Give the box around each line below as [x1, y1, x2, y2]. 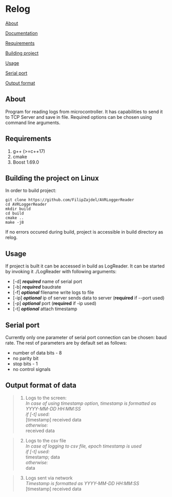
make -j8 [5, 220, 24, 225]
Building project [5, 50, 39, 56]
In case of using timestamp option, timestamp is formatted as [25, 400, 157, 406]
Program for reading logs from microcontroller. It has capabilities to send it [5, 109, 163, 115]
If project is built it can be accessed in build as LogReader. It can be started [5, 263, 165, 269]
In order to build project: [5, 187, 56, 193]
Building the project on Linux [5, 173, 99, 183]
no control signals [12, 366, 51, 372]
